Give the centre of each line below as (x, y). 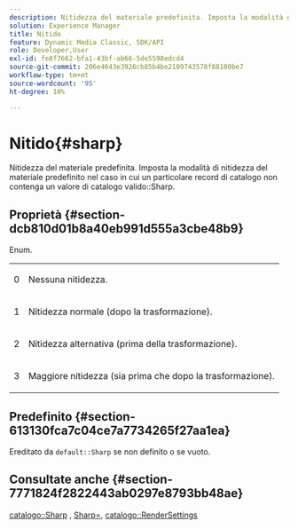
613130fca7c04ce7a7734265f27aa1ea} (120, 430)
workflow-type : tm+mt (49, 75)
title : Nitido (35, 34)
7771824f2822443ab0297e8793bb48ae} (126, 493)
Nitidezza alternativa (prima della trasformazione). (133, 344)
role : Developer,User (49, 51)
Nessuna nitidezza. (68, 280)
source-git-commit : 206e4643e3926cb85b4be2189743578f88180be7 (126, 67)
